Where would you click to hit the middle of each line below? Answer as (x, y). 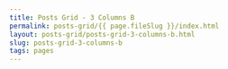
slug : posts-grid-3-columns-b (66, 43)
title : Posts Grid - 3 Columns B (72, 17)
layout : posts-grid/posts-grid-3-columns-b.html (102, 34)
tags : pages (32, 51)
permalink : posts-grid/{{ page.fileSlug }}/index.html (114, 26)
